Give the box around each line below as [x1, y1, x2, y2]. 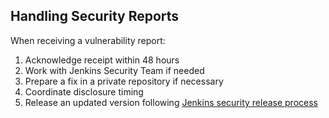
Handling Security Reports [10, 8, 180, 25]
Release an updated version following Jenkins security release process [24, 96, 318, 108]
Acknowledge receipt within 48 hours [24, 54, 180, 66]
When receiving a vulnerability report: [10, 34, 166, 46]
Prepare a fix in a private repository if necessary [24, 75, 224, 87]
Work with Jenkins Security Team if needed [24, 64, 205, 76]
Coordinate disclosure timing [24, 85, 144, 98]
